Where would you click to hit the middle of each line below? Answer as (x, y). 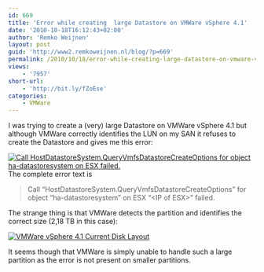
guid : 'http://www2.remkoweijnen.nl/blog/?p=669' (91, 52)
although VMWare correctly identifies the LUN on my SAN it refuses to (122, 134)
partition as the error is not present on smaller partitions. (99, 260)
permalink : (26, 60)
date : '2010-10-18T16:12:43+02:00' (66, 30)
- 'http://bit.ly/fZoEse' (65, 88)
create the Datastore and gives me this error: (81, 142)
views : (19, 67)
